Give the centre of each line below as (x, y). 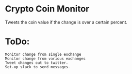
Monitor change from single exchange (43, 54)
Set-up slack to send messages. (38, 67)
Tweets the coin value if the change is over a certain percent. (66, 22)
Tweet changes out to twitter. (37, 63)
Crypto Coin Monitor (47, 9)
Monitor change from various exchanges (45, 59)
